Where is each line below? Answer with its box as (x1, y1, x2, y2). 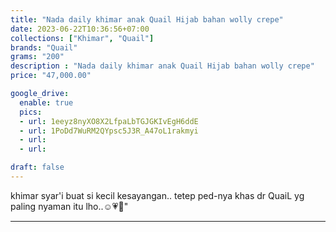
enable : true (19, 97, 74, 108)
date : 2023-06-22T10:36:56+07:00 (10, 24, 150, 34)
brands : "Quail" (10, 42, 78, 53)
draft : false (10, 162, 65, 173)
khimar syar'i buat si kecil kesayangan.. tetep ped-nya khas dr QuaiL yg (10, 189, 305, 201)
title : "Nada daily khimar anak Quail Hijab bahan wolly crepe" (10, 14, 284, 25)
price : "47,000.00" (10, 71, 92, 81)
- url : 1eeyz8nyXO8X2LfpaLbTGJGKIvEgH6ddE (19, 116, 199, 126)
